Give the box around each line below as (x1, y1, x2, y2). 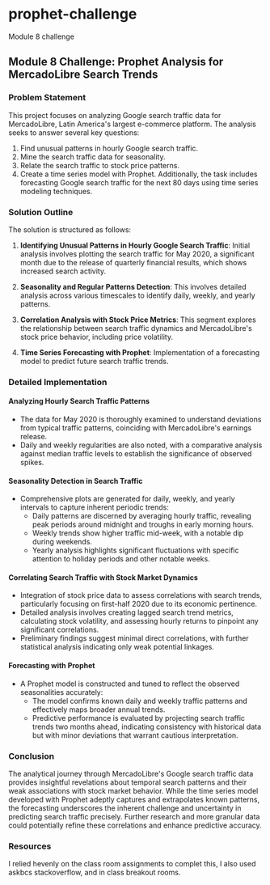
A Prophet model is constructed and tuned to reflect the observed (19, 679, 240, 688)
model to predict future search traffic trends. (19, 356, 169, 366)
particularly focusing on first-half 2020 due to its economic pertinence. (19, 599, 257, 609)
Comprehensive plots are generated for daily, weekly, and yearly (19, 494, 236, 504)
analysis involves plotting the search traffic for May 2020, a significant (19, 248, 255, 259)
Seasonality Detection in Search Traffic (8, 476, 143, 485)
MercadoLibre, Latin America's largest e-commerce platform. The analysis (8, 119, 256, 129)
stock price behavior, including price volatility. (19, 332, 174, 341)
